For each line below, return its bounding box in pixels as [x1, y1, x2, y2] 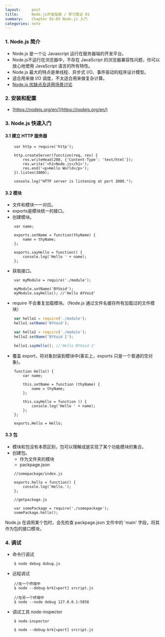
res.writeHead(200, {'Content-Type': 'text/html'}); [23, 157, 133, 162]
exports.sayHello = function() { [14, 250, 83, 255]
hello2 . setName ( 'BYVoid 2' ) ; [14, 334, 74, 339]
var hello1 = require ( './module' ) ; [14, 316, 87, 321]
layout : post [5, 7, 41, 12]
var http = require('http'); [14, 144, 74, 149]
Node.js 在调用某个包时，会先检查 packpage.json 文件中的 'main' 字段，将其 [5, 519, 160, 525]
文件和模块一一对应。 [12, 202, 56, 208]
